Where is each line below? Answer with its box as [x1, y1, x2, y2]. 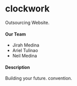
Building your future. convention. [5, 75, 73, 81]
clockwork [5, 3, 50, 14]
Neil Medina [12, 53, 37, 59]
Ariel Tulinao [12, 47, 38, 53]
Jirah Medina [12, 42, 40, 48]
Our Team [5, 31, 26, 37]
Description [5, 64, 30, 70]
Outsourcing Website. [5, 19, 50, 25]
